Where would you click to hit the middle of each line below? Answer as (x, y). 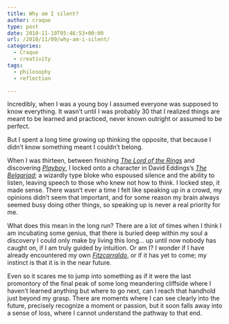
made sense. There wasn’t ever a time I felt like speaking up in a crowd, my (114, 190)
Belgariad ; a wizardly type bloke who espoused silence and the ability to (111, 175)
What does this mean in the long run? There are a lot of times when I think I (114, 226)
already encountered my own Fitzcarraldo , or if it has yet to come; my (107, 255)
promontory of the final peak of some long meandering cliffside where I (109, 284)
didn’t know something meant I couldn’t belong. (75, 147)
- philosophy (32, 72)
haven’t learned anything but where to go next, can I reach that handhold (111, 291)
